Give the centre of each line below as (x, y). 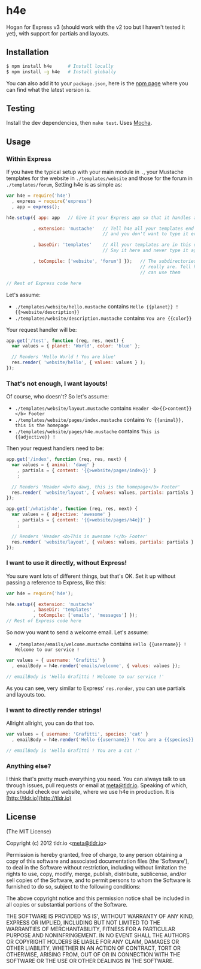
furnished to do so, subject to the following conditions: (73, 886)
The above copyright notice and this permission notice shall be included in (98, 898)
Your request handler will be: (42, 329)
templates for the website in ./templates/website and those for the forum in (100, 178)
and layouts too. (26, 694)
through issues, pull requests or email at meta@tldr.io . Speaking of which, (97, 785)
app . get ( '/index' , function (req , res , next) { (67, 460)
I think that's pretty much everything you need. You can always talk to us (96, 779)
